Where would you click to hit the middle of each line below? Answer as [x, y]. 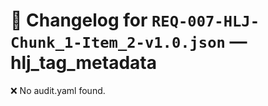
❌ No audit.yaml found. [58, 90]
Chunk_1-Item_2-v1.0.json [118, 43]
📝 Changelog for [79, 20]
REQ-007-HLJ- [205, 21]
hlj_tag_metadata [83, 63]
